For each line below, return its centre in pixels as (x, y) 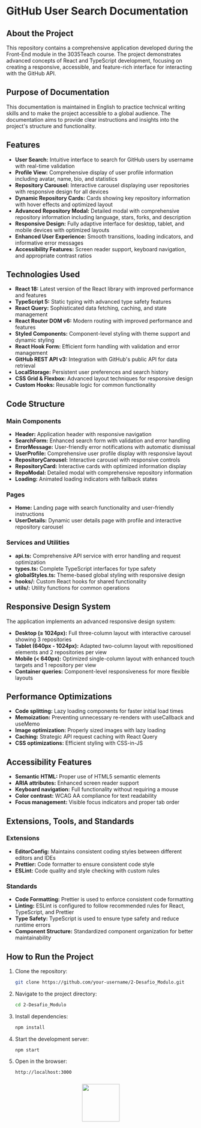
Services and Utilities (38, 542)
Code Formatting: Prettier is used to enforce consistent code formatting (104, 900)
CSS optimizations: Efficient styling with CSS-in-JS (79, 743)
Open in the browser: (41, 1061)
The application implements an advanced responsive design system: (91, 621)
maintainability (33, 938)
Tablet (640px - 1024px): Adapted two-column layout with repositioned (104, 645)
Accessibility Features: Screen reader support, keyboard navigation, (100, 249)
